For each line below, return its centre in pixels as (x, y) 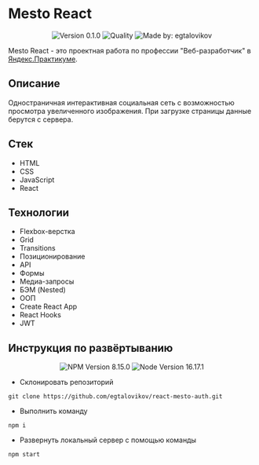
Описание (34, 84)
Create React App (48, 306)
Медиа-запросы (47, 282)
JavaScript (37, 179)
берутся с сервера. (41, 119)
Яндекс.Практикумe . (43, 59)
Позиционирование (52, 257)
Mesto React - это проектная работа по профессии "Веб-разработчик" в (129, 50)
